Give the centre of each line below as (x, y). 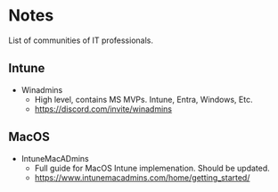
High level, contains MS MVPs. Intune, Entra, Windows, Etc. (143, 99)
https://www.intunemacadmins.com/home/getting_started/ (142, 177)
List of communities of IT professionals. (81, 40)
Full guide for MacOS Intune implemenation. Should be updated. (152, 168)
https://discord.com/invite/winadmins (103, 109)
